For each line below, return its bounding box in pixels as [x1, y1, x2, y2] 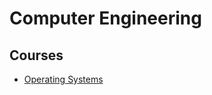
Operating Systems [23, 73, 104, 85]
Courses [9, 47, 64, 64]
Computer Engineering [9, 7, 202, 30]
